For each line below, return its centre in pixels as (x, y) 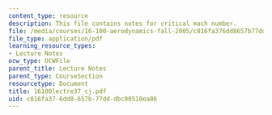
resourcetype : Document (49, 83)
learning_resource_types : (52, 46)
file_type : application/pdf (56, 38)
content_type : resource (49, 16)
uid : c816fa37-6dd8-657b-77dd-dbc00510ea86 (83, 99)
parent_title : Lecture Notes (57, 69)
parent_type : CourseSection (56, 76)
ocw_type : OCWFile (39, 62)
